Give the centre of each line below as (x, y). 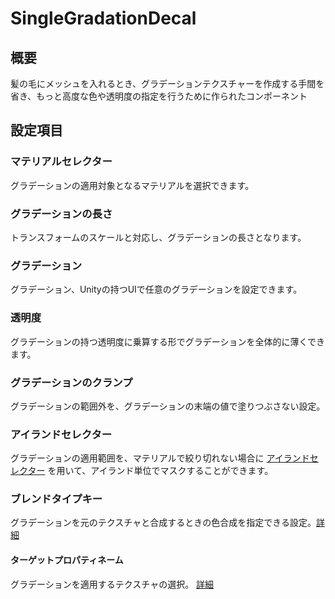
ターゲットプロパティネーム (67, 560)
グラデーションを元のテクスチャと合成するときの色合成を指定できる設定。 (163, 523)
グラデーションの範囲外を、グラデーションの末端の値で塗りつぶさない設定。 (168, 406)
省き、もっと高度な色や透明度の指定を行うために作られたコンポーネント (159, 96)
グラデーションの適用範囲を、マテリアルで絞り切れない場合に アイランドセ (164, 458)
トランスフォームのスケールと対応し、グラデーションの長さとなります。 (158, 237)
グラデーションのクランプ (71, 382)
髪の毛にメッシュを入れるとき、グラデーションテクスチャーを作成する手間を (167, 83)
